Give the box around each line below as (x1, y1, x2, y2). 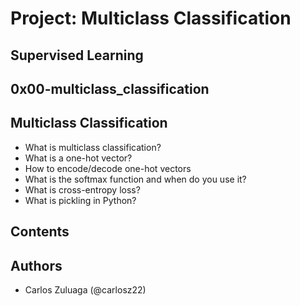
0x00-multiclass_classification (10, 80, 210, 97)
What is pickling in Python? (24, 194, 137, 206)
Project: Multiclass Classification (10, 7, 292, 30)
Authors (10, 257, 63, 274)
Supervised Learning (10, 47, 144, 64)
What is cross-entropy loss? (24, 183, 141, 196)
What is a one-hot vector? (24, 152, 133, 164)
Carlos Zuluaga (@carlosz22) (24, 283, 147, 296)
